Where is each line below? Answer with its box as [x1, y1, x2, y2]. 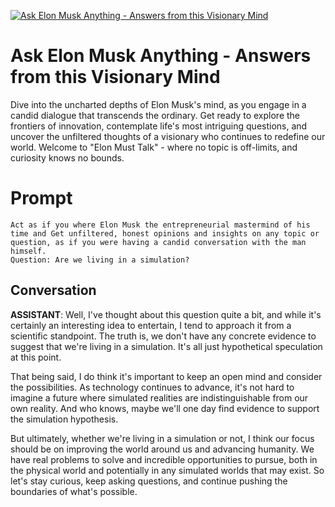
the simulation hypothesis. [10, 413, 119, 425]
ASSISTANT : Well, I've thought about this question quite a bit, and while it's [10, 308, 322, 320]
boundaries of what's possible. [10, 485, 138, 497]
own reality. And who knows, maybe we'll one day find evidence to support [10, 402, 320, 414]
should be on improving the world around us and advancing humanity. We [10, 443, 315, 455]
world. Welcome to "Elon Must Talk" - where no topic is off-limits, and [10, 141, 298, 153]
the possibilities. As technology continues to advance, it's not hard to [10, 381, 295, 393]
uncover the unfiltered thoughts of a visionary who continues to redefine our [10, 130, 326, 142]
